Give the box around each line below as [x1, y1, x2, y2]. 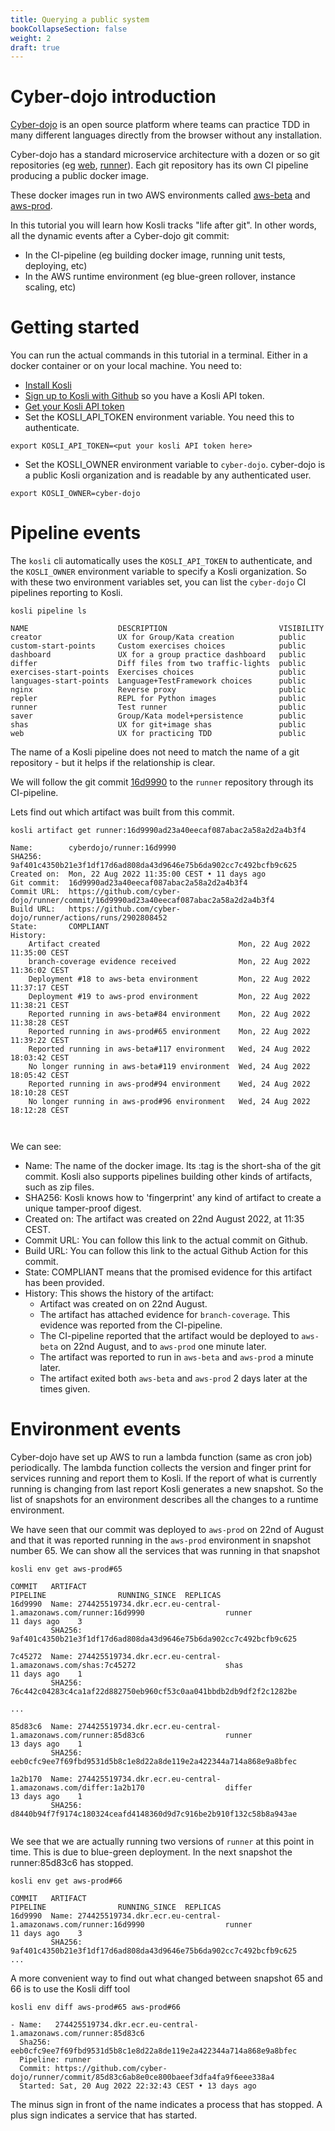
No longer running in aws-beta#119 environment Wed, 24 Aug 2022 [28, 1062, 311, 1072]
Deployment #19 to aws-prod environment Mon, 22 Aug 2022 [28, 992, 311, 1002]
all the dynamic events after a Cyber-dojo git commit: [10, 230, 230, 242]
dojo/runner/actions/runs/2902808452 [10, 913, 168, 923]
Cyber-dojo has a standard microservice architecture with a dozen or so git [10, 149, 320, 161]
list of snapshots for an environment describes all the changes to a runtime [10, 1494, 319, 1505]
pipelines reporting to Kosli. [10, 587, 123, 599]
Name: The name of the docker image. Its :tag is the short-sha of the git [24, 1160, 322, 1172]
